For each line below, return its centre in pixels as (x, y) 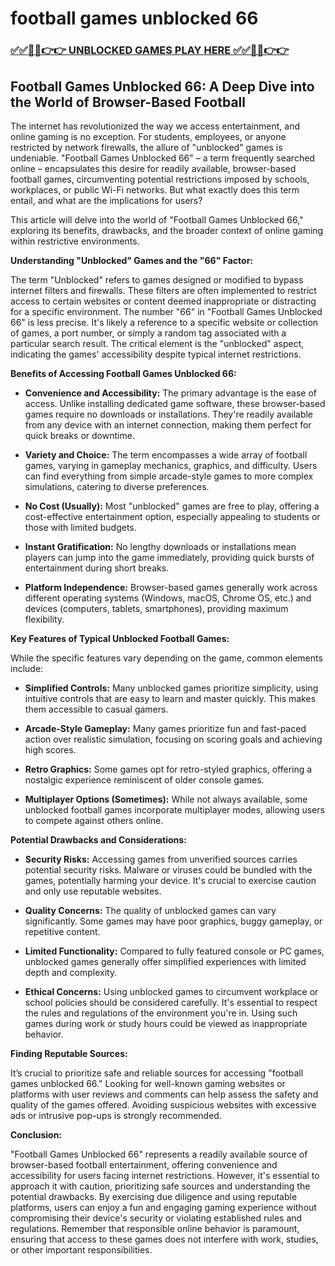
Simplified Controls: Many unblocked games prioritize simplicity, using (171, 688)
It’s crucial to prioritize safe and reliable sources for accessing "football (157, 1073)
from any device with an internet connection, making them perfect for (168, 424)
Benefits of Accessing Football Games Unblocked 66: (123, 373)
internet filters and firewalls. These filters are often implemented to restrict (163, 290)
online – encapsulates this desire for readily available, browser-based (153, 168)
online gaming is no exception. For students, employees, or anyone (148, 136)
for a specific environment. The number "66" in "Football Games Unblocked (166, 311)
